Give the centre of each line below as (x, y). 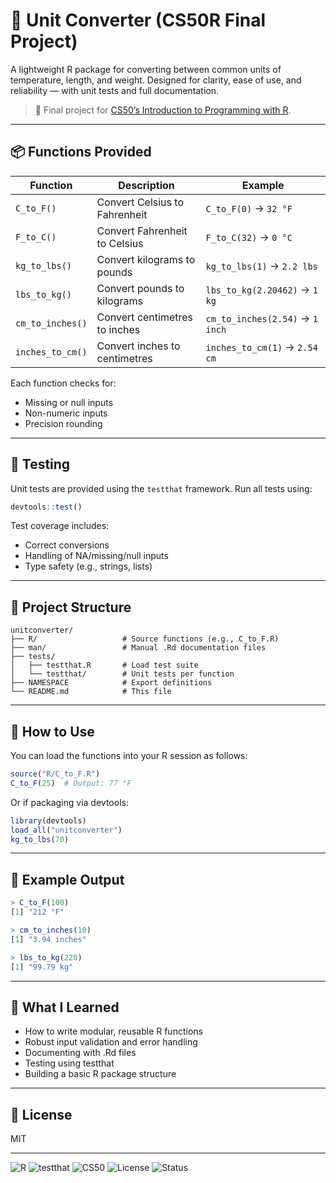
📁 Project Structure (71, 607)
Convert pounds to (140, 288)
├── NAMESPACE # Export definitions (111, 683)
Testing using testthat (69, 1063)
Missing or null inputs (69, 402)
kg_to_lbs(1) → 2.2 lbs (261, 266)
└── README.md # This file (91, 692)
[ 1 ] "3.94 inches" (48, 939)
